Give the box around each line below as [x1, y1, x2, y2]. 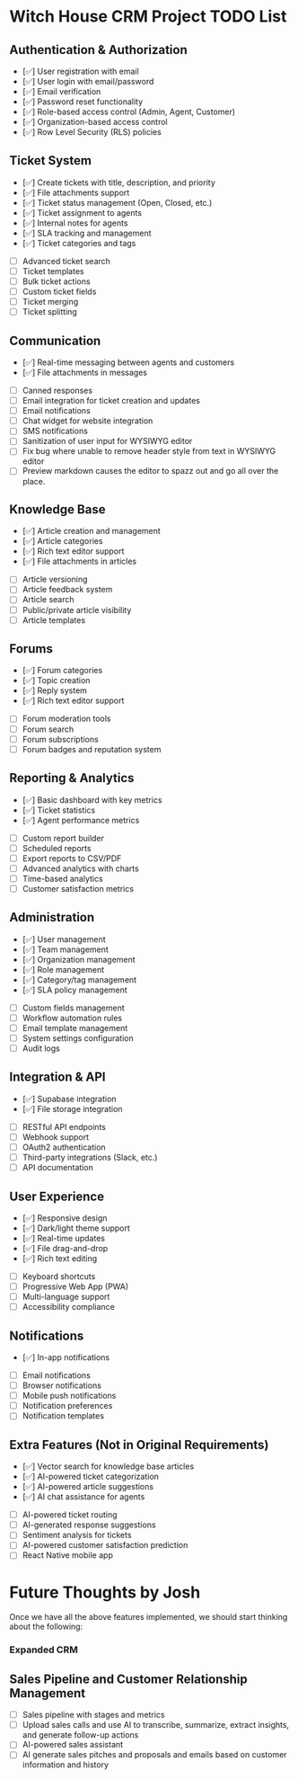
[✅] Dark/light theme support [22, 1223, 130, 1233]
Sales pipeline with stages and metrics [22, 1710, 165, 1721]
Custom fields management [22, 1002, 126, 1013]
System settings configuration [22, 1032, 134, 1044]
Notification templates [22, 1410, 105, 1421]
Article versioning [22, 574, 88, 585]
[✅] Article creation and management [22, 526, 162, 537]
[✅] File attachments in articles [22, 556, 137, 567]
